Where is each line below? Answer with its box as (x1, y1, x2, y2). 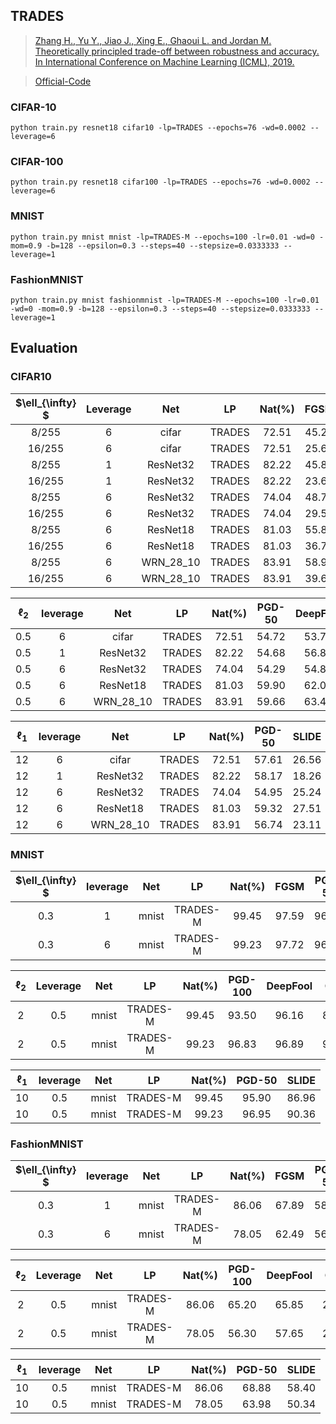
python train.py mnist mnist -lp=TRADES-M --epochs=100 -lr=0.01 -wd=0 (10, 232, 315, 242)
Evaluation (10, 340, 78, 357)
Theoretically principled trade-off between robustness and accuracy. (34, 45, 320, 57)
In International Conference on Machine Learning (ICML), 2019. (34, 55, 295, 68)
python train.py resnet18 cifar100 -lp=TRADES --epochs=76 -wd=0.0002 (10, 177, 311, 188)
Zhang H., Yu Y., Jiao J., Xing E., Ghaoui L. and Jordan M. (34, 34, 272, 46)
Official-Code (34, 75, 92, 87)
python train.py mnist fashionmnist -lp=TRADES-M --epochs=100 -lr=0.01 (10, 295, 320, 305)
